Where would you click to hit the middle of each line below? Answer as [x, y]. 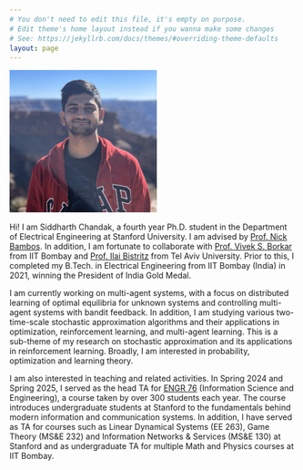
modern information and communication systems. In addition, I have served [151, 417]
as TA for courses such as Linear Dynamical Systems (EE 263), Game [140, 427]
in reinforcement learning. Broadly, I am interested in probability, [130, 352]
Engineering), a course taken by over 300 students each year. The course [148, 398]
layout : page [34, 48]
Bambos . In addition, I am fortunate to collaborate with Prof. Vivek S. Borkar [151, 247]
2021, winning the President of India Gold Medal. [101, 276]
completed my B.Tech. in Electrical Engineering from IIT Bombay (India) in [147, 266]
